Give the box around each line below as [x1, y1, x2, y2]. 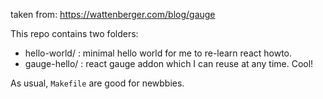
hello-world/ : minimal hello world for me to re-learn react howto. [24, 47, 293, 59]
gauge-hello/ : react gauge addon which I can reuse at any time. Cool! [24, 58, 314, 69]
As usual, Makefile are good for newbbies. [10, 77, 185, 89]
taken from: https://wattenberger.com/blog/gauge [10, 9, 216, 20]
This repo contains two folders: [10, 28, 139, 39]
